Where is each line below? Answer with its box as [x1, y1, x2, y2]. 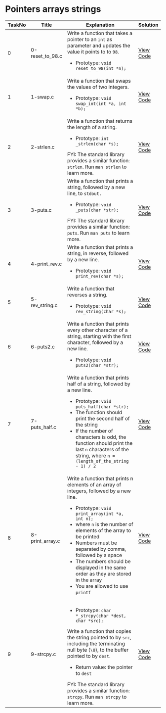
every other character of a [67, 327, 128, 333]
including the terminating [67, 640, 125, 647]
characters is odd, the [76, 433, 126, 440]
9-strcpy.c [31, 651, 56, 658]
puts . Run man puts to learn [67, 229, 130, 236]
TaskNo [7, 21, 26, 28]
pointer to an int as [67, 36, 113, 43]
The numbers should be [76, 558, 131, 565]
